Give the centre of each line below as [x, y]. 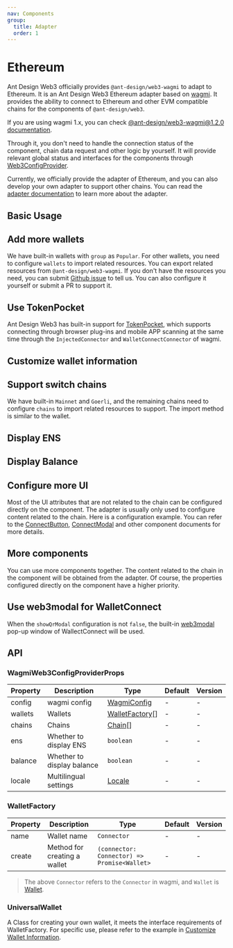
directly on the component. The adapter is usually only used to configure [111, 509]
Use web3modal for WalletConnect [84, 607]
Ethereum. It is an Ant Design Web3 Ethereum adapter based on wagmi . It [112, 94]
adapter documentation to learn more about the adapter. [88, 194]
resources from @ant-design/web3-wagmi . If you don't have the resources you [116, 271]
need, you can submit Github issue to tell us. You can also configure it [107, 278]
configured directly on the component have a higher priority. [94, 585]
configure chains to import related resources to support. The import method [115, 409]
